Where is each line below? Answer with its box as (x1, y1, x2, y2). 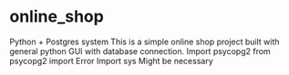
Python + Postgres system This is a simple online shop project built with (9, 36, 280, 47)
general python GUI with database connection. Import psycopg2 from (9, 45, 271, 56)
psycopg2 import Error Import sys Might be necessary (9, 55, 214, 66)
